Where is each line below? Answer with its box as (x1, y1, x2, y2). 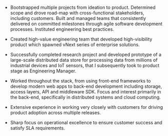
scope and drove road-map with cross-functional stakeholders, (10, 10, 145, 16)
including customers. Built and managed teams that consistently (10, 15, 146, 21)
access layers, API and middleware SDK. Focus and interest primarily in (10, 89, 161, 94)
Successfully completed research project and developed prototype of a (10, 51, 162, 57)
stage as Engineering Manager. (10, 68, 77, 74)
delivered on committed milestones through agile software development (10, 21, 163, 27)
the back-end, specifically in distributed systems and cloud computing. (10, 94, 161, 100)
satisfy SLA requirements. (10, 125, 65, 131)
